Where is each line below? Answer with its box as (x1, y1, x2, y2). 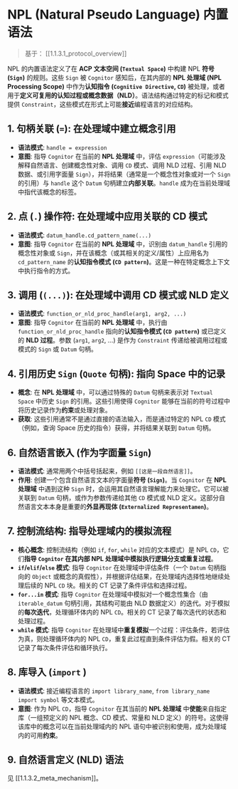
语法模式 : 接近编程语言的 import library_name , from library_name (17, 686, 210, 695)
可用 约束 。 (30, 731, 62, 739)
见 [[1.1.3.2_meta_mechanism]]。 (7, 774, 103, 783)
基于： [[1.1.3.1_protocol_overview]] (24, 49, 127, 58)
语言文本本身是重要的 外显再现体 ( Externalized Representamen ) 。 (23, 503, 213, 511)
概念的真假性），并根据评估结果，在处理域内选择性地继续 (59, 572, 225, 580)
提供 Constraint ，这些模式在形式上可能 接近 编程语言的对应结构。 (7, 100, 197, 108)
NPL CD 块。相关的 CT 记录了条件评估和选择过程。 (44, 581, 191, 590)
